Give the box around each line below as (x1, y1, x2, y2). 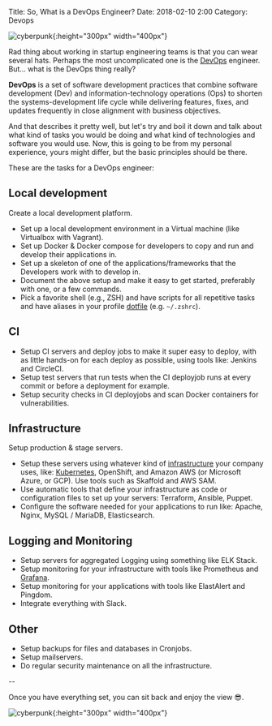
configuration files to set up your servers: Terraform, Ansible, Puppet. (19, 493, 253, 503)
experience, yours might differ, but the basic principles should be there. (8, 148, 248, 157)
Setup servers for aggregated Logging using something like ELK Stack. (19, 556, 257, 565)
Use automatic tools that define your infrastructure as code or (19, 484, 227, 494)
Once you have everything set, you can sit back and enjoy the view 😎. (8, 693, 244, 702)
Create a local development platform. (8, 208, 132, 217)
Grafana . (19, 573, 50, 582)
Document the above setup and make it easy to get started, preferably (19, 275, 256, 285)
